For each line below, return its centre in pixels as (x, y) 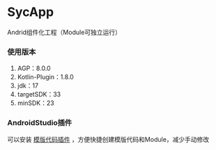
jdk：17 (28, 86)
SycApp (31, 12)
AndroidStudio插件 (40, 123)
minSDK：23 (36, 103)
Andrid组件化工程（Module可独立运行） (64, 32)
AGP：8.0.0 (34, 68)
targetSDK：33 (39, 94)
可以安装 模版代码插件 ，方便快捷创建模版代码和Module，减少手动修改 (108, 139)
